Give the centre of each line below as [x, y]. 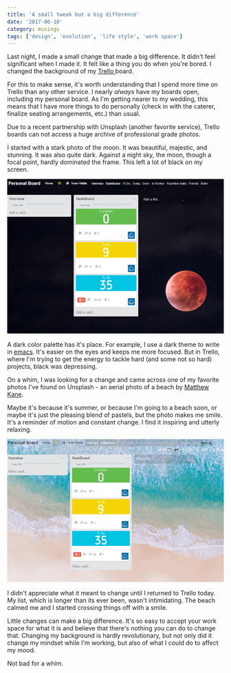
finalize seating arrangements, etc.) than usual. [74, 114]
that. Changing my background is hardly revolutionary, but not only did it [110, 636]
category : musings [33, 29]
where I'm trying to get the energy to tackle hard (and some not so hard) [110, 359]
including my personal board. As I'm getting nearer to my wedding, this [108, 99]
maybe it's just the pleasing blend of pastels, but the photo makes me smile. [115, 415]
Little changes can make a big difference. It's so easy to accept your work [112, 621]
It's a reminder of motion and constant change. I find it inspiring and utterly [113, 422]
